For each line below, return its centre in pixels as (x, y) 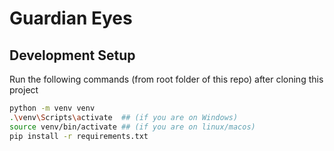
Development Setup (72, 55)
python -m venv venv (52, 108)
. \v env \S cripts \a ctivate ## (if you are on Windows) (124, 117)
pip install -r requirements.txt (79, 136)
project (24, 90)
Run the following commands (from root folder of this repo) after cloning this (166, 79)
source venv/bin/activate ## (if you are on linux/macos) (132, 127)
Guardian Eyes (71, 18)
